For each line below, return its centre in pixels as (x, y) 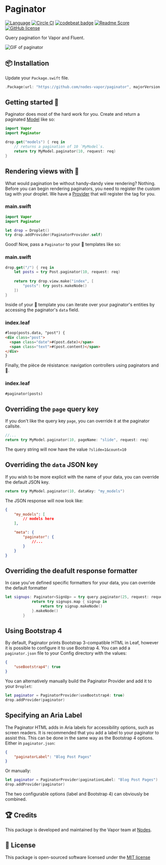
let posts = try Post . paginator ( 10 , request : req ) (67, 272)
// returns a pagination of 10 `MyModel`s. (60, 147)
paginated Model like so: (30, 119)
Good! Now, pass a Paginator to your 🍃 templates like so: (63, 244)
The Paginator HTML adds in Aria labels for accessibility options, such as (80, 727)
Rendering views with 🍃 (42, 171)
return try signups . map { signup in (69, 602)
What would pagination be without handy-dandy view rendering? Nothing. (80, 183)
